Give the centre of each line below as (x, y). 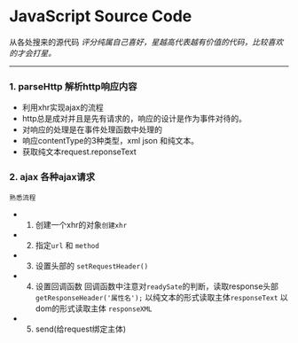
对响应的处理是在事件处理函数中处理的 (92, 129)
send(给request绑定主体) (81, 329)
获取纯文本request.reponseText (79, 152)
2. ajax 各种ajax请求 (52, 177)
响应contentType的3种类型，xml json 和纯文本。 (110, 141)
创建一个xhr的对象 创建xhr (81, 224)
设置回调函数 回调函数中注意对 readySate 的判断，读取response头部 (157, 286)
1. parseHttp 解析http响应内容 (73, 86)
